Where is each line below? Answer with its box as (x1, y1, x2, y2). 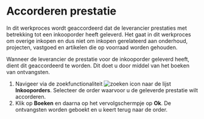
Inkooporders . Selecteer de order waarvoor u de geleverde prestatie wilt (15, 86, 199, 93)
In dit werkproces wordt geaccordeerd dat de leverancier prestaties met (6, 24, 187, 32)
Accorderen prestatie (6, 4, 117, 18)
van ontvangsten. (6, 68, 51, 75)
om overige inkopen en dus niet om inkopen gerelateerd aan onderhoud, (6, 37, 188, 44)
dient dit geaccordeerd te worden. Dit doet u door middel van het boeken (6, 62, 190, 69)
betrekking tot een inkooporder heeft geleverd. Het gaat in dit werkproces (6, 30, 191, 38)
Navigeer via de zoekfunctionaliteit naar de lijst (15, 80, 172, 87)
